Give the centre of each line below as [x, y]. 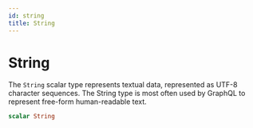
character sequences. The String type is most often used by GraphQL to [127, 94]
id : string [26, 16]
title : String [32, 23]
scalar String [32, 117]
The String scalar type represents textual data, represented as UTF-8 [123, 85]
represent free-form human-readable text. [78, 102]
